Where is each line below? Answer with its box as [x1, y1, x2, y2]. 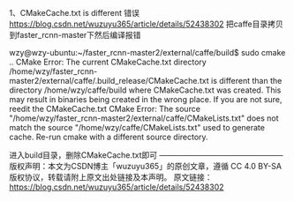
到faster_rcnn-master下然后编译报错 [9, 30, 141, 40]
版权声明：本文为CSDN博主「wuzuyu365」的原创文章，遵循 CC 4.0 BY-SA [9, 161, 283, 171]
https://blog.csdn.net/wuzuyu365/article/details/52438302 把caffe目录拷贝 [9, 19, 284, 29]
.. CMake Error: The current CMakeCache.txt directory [9, 56, 207, 67]
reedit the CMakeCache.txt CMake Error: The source [9, 104, 201, 114]
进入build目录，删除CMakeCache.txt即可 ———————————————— [9, 150, 284, 160]
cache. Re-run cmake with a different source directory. [9, 131, 209, 142]
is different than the [210, 76, 283, 86]
